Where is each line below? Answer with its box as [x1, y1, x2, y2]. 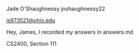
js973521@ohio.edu [6, 17, 56, 23]
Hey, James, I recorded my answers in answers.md [6, 28, 134, 36]
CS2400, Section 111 [6, 40, 57, 47]
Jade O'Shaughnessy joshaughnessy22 [6, 5, 106, 12]
